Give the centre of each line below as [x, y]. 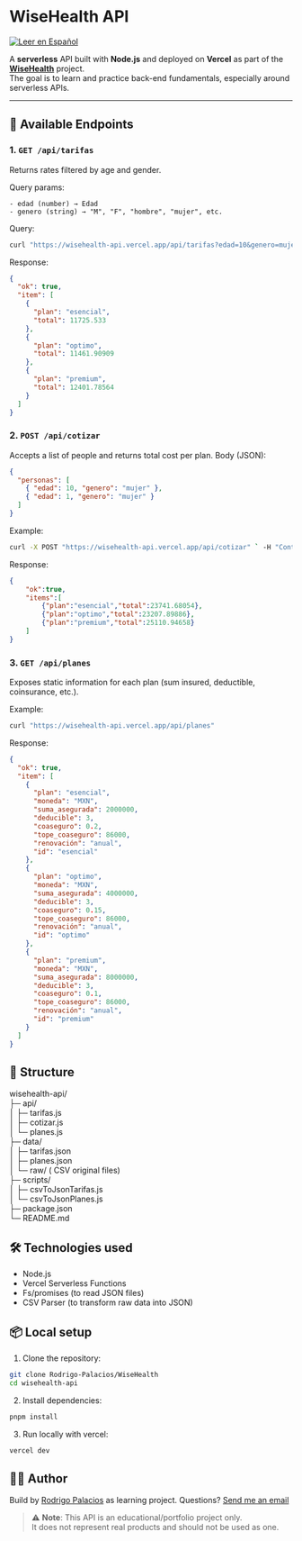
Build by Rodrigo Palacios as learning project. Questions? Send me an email [149, 1500]
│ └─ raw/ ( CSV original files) [65, 1170]
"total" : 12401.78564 [74, 387]
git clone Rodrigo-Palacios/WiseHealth [84, 1375]
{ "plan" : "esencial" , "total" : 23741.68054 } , [122, 606]
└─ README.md [40, 1219]
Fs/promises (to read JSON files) [83, 1293]
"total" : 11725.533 [69, 320]
